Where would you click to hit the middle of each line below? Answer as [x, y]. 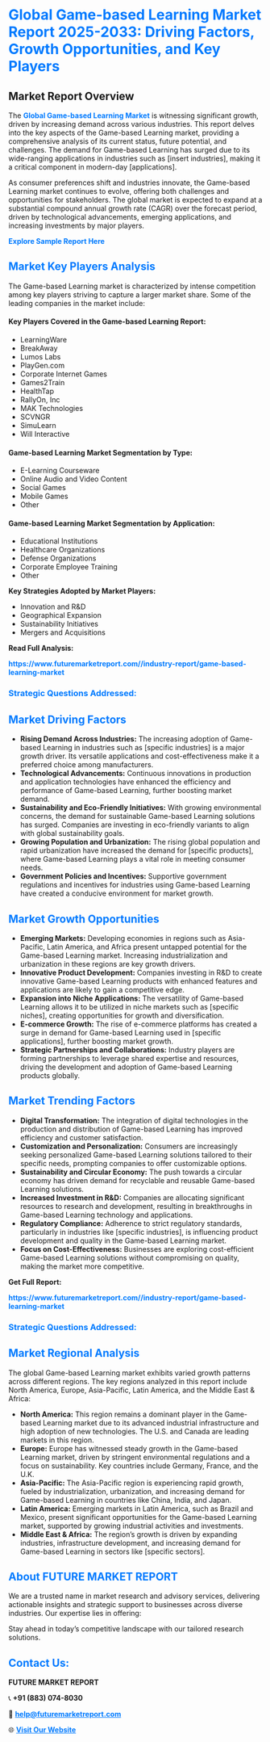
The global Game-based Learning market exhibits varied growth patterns [130, 1373]
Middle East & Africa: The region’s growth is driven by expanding [129, 1534]
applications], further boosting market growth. [97, 1041]
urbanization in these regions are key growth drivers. [108, 963]
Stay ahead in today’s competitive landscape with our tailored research [126, 1629]
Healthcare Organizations [62, 550]
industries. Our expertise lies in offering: [75, 1614]
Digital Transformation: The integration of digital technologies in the [134, 1120]
